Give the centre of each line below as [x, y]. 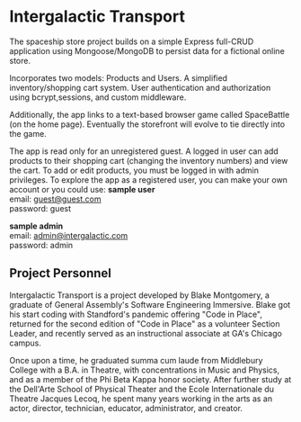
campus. [26, 343]
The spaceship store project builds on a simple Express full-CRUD [132, 41]
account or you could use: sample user [82, 189]
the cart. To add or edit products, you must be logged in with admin [134, 170]
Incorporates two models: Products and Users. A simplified [118, 77]
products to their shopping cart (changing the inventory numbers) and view [149, 160]
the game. [28, 133]
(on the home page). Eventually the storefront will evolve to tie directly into [147, 124]
